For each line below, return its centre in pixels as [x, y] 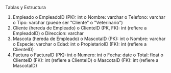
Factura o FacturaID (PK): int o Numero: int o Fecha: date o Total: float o [88, 55]
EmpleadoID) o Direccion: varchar [48, 33]
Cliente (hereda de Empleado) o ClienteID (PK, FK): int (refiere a [80, 28]
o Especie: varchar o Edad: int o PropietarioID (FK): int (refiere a [80, 44]
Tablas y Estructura [26, 7]
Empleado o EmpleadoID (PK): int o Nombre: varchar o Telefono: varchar [89, 17]
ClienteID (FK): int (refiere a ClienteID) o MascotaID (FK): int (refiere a [86, 60]
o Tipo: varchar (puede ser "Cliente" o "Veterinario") [68, 23]
